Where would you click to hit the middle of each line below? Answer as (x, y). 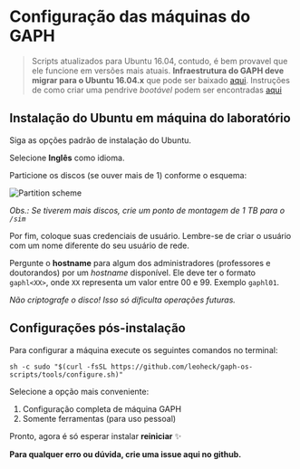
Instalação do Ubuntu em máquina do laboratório (150, 118)
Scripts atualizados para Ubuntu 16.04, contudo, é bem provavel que (160, 61)
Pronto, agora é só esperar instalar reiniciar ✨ (96, 435)
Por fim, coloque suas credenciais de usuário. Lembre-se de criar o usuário (150, 235)
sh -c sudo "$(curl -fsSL (58, 367)
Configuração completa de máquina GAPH (102, 408)
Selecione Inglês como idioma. (67, 158)
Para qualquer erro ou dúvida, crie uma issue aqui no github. (126, 454)
